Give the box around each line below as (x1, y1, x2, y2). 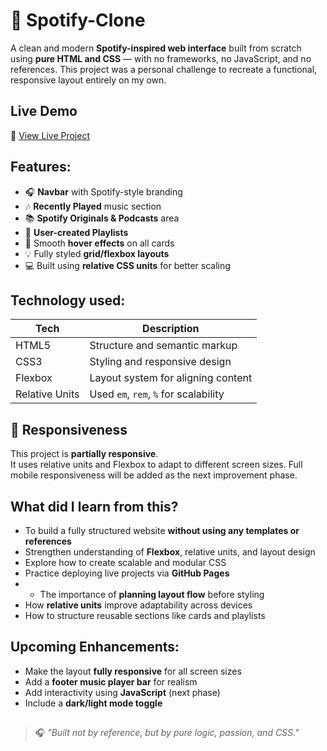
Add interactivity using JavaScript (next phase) (24, 686, 221, 698)
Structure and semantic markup (89, 339, 238, 353)
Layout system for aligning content (89, 371, 253, 385)
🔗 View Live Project (10, 129, 90, 141)
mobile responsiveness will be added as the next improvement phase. (10, 469, 298, 481)
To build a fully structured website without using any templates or (24, 525, 300, 536)
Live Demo (10, 103, 78, 120)
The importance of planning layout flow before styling (39, 589, 265, 600)
